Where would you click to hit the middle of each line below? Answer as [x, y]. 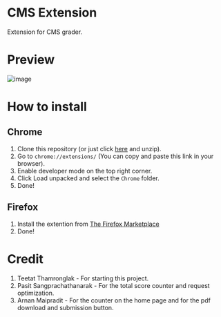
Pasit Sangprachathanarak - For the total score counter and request [113, 285]
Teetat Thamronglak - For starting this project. [83, 278]
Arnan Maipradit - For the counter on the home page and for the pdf [114, 300]
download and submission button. [65, 307]
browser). [31, 163]
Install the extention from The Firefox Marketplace [88, 224]
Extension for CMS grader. [45, 32]
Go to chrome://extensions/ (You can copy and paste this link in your [115, 156]
